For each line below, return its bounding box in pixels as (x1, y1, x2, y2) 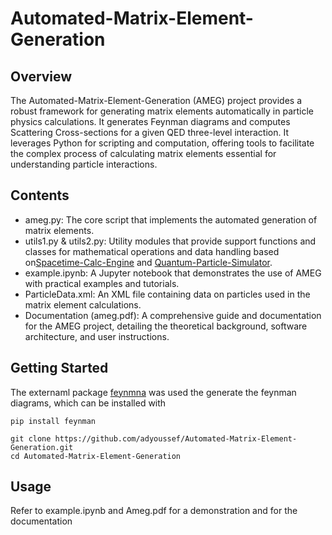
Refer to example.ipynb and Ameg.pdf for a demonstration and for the (10, 505, 298, 517)
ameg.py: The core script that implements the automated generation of (24, 213, 318, 226)
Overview (10, 68, 73, 85)
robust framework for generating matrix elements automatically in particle (10, 105, 315, 117)
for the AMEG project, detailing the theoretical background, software (24, 320, 308, 332)
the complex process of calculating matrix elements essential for (10, 148, 277, 159)
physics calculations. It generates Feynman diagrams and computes (10, 116, 291, 127)
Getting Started (10, 360, 109, 377)
